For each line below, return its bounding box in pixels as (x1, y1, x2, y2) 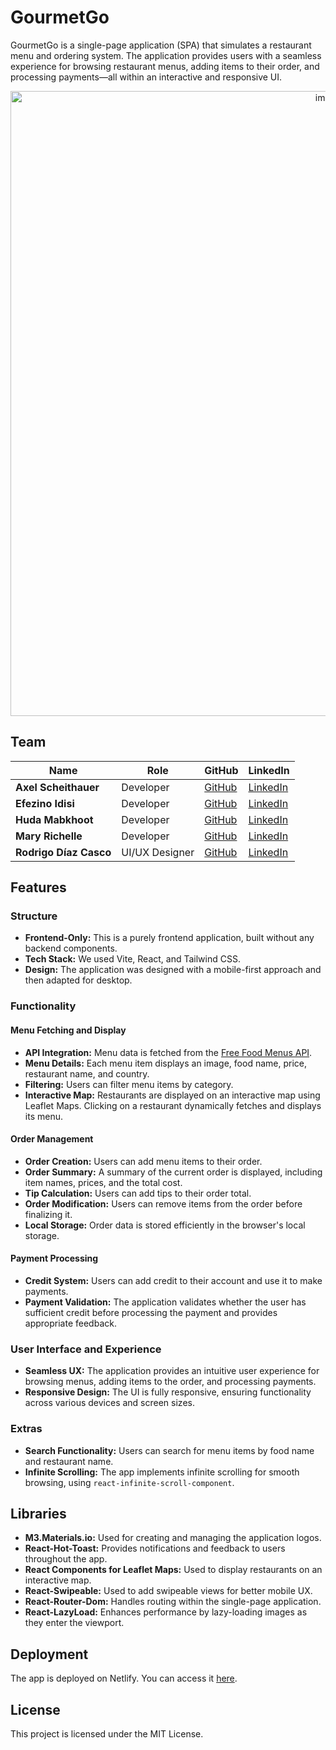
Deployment (10, 1646, 89, 1663)
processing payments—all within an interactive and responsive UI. (10, 71, 283, 83)
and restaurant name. (24, 1455, 114, 1467)
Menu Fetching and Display (10, 1024, 127, 1036)
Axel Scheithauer (15, 780, 100, 794)
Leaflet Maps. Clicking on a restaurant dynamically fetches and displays (24, 1099, 322, 1111)
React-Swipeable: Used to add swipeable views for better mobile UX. (24, 1585, 313, 1597)
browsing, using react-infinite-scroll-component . (24, 1476, 235, 1488)
